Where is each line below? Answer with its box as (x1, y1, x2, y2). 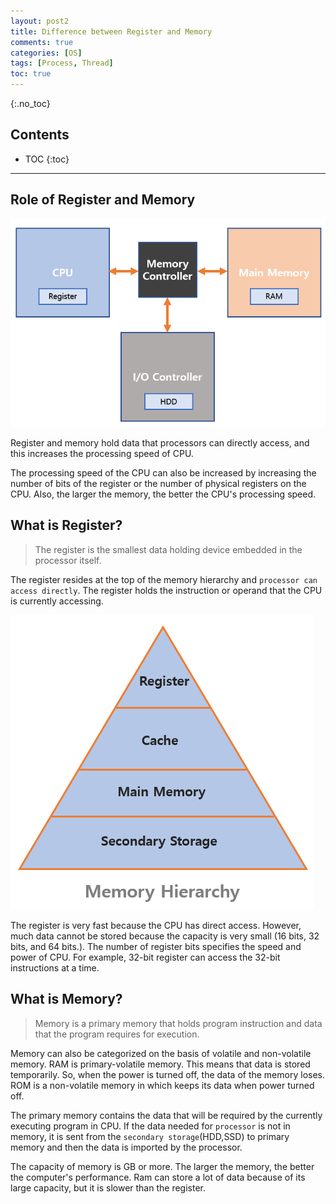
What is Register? (10, 517, 123, 534)
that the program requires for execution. (34, 1028, 200, 1040)
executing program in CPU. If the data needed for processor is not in (10, 1120, 291, 1132)
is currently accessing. (10, 595, 104, 607)
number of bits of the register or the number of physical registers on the (10, 478, 307, 489)
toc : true (10, 69, 52, 79)
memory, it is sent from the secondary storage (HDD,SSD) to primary (10, 1130, 290, 1142)
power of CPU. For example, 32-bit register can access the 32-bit (10, 951, 281, 963)
